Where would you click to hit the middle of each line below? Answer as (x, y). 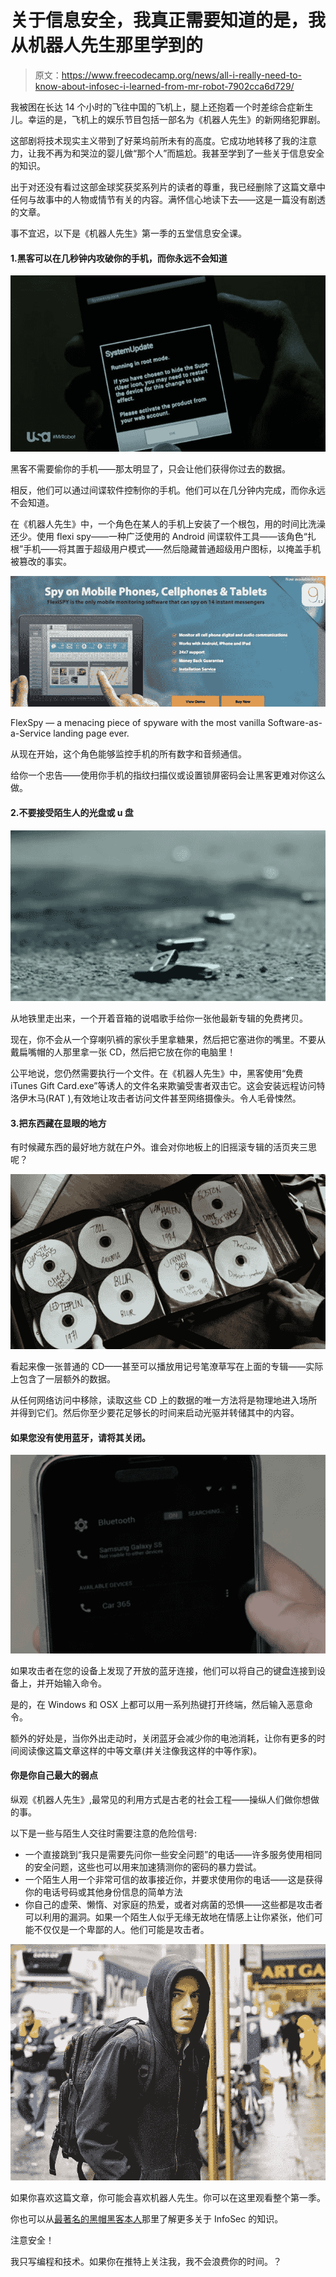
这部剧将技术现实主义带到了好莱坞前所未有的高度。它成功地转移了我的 (155, 140)
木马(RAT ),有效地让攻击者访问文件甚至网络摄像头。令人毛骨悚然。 (164, 1098)
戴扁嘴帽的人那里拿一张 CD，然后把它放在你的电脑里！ (123, 1052)
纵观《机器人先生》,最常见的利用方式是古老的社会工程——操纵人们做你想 (161, 1799)
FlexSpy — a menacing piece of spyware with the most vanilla (138, 723)
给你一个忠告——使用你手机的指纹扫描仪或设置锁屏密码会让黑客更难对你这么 (168, 775)
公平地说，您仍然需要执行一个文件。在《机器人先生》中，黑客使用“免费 (157, 1073)
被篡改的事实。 (41, 562)
